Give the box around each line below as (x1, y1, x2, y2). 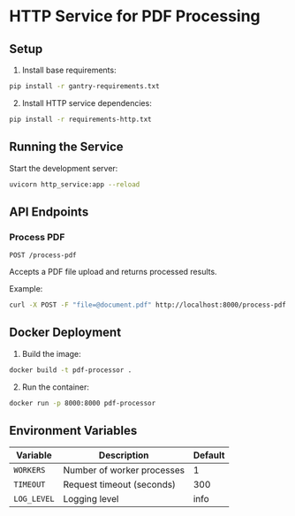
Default (193, 449, 225, 461)
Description (98, 449, 149, 461)
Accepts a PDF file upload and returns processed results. (9, 267, 218, 277)
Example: (9, 284, 43, 294)
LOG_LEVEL (13, 494, 55, 505)
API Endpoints (9, 204, 89, 219)
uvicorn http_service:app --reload (9, 179, 140, 189)
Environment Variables (9, 422, 138, 438)
